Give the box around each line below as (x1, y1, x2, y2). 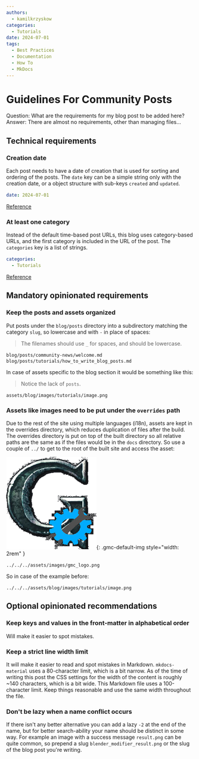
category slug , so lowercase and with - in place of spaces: (6, 328, 151, 335)
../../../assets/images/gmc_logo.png (6, 562, 100, 568)
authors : (6, 10, 28, 15)
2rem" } (6, 550, 26, 557)
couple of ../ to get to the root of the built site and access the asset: (6, 445, 175, 452)
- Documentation (11, 54, 52, 60)
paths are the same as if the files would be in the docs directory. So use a (6, 438, 185, 446)
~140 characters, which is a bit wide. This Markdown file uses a (6, 680, 163, 688)
